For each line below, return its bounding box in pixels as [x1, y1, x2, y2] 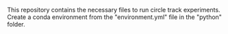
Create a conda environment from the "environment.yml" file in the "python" [7, 13, 223, 21]
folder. [7, 20, 25, 28]
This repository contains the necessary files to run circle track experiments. [7, 6, 220, 14]
